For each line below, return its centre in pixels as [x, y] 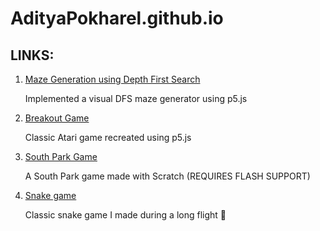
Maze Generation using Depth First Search [112, 79]
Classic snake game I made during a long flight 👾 [125, 215]
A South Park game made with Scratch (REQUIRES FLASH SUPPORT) [167, 176]
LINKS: [32, 55]
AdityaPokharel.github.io [117, 18]
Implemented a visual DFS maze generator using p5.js [136, 98]
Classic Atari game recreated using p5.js [108, 137]
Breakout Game [57, 118]
